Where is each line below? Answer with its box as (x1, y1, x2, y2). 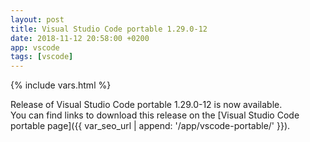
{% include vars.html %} (10, 79, 112, 91)
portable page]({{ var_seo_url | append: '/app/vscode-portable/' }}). (10, 120, 291, 132)
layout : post (10, 14, 65, 25)
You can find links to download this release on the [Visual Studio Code (10, 109, 300, 121)
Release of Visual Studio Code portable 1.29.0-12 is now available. (10, 99, 283, 111)
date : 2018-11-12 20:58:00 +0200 (10, 33, 150, 43)
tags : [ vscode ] (10, 52, 74, 62)
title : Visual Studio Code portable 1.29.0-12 (10, 24, 208, 34)
